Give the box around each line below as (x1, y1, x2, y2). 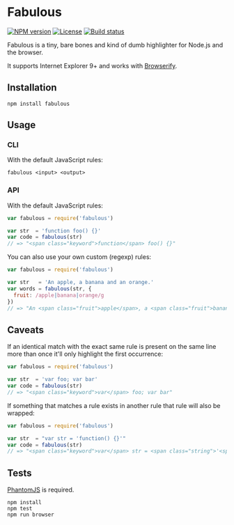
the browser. (7, 48, 44, 56)
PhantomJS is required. (7, 485, 75, 494)
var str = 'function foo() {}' (7, 227, 101, 234)
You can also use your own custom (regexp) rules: (7, 253, 152, 261)
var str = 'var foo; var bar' (7, 376, 98, 383)
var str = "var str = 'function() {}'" (7, 434, 127, 442)
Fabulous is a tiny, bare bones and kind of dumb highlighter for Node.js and (7, 40, 224, 49)
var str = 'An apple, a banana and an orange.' (7, 279, 155, 286)
